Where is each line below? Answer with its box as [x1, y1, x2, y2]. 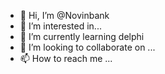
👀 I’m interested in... [19, 20, 102, 32]
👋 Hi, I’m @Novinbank [19, 10, 110, 21]
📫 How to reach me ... [19, 53, 113, 64]
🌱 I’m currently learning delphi [19, 31, 145, 42]
